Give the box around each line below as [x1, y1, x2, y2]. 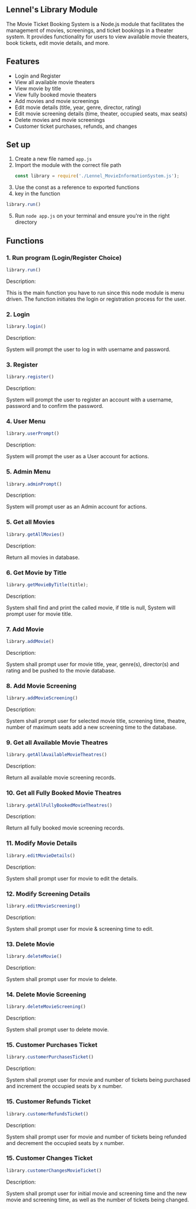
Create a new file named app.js [14, 155, 92, 162]
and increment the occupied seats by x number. [6, 1083, 123, 1090]
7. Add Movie [6, 625, 44, 633]
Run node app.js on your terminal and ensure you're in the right [14, 213, 170, 220]
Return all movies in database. [6, 554, 80, 561]
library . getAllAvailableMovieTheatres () [6, 752, 108, 758]
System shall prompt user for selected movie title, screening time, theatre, [6, 718, 187, 725]
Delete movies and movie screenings [14, 116, 105, 123]
